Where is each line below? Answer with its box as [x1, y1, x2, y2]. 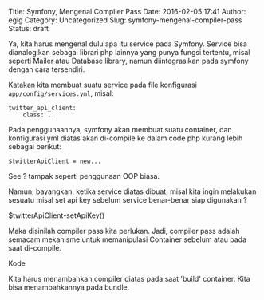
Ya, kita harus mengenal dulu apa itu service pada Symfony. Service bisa [8, 39, 247, 49]
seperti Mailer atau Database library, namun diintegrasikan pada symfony [8, 56, 249, 65]
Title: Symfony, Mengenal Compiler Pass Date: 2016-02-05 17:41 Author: [8, 7, 246, 16]
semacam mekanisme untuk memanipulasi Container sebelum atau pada [8, 235, 247, 244]
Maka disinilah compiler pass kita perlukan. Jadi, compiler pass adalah [8, 227, 241, 235]
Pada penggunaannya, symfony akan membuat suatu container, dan [8, 125, 233, 134]
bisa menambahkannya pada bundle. [8, 282, 130, 292]
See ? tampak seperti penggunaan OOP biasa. [8, 172, 160, 180]
